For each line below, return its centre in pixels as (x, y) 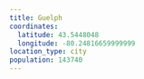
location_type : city (48, 52)
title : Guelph (36, 18)
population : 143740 (46, 60)
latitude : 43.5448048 (58, 35)
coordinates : (34, 26)
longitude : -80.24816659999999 (77, 43)
